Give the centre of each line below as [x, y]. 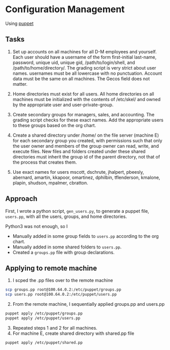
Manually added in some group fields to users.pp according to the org [86, 236]
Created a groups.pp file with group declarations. [64, 252]
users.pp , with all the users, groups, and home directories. [66, 216]
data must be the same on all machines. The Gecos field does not [81, 78]
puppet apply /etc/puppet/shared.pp [44, 342]
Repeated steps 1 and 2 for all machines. [55, 328]
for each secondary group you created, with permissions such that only [87, 140]
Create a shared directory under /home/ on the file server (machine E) [86, 135]
